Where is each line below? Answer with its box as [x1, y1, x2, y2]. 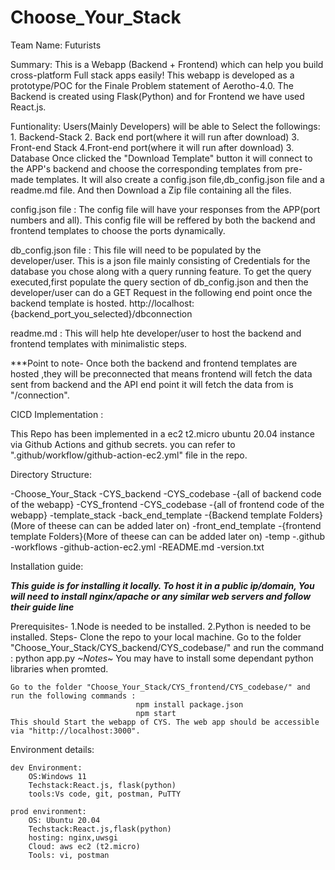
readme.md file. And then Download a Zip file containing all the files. [10, 184, 292, 196]
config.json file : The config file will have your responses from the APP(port [10, 203, 321, 215]
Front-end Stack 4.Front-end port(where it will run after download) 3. [10, 141, 295, 153]
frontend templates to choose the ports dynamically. [10, 224, 226, 236]
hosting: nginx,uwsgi [28, 832, 118, 843]
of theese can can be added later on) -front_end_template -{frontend [37, 519, 322, 531]
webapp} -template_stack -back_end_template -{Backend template [10, 509, 287, 521]
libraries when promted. [10, 662, 109, 675]
